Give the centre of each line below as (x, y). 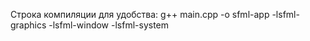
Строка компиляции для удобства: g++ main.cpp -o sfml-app (140, 14)
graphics (28, 25)
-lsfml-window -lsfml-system (109, 25)
